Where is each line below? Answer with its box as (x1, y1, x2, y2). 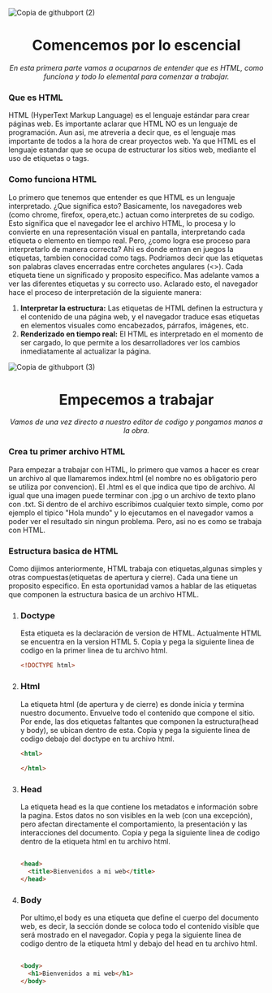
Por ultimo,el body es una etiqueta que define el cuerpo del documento (19, 913, 259, 922)
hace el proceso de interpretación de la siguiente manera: (8, 287, 201, 297)
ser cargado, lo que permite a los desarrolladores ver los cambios (19, 337, 241, 347)
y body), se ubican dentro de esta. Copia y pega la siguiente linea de (19, 725, 251, 735)
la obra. (123, 426, 150, 436)
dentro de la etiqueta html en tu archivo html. (19, 837, 171, 847)
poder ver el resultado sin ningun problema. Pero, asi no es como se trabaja (8, 516, 262, 526)
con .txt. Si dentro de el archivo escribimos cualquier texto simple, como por (8, 499, 264, 509)
